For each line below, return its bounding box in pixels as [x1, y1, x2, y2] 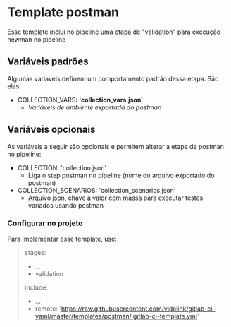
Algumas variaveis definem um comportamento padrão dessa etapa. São [7, 74, 219, 83]
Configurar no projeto [7, 218, 83, 228]
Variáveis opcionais [7, 124, 96, 136]
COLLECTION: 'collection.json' [17, 163, 107, 172]
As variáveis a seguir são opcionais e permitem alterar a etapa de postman [7, 142, 224, 150]
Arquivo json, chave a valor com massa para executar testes [27, 194, 204, 202]
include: [24, 283, 48, 292]
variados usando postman [27, 201, 104, 209]
